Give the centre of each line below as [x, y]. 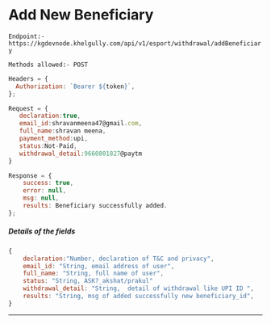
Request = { [28, 108]
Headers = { [28, 78]
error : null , [45, 191]
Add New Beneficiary [81, 15]
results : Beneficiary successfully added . [95, 206]
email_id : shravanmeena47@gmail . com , [81, 124]
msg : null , [41, 198]
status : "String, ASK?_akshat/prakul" [88, 281]
